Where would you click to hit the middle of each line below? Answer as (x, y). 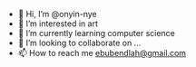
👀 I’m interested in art (58, 24)
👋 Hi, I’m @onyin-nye (57, 14)
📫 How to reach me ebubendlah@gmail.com (102, 53)
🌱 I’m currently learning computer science (96, 33)
